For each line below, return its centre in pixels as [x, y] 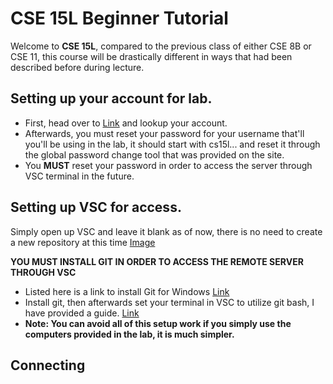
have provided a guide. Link [82, 313]
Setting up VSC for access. [96, 207]
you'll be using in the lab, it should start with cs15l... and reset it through [172, 144]
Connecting [48, 365]
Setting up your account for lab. [111, 98]
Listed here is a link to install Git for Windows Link [127, 291]
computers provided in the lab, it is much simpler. [129, 334]
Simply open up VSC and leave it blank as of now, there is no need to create [166, 231]
